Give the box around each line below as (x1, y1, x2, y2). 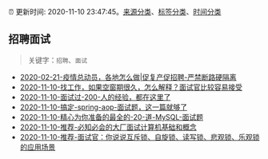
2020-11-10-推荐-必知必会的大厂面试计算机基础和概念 (19, 122, 198, 132)
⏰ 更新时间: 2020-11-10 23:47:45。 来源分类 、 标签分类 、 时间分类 (8, 7, 222, 16)
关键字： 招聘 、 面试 (27, 55, 88, 65)
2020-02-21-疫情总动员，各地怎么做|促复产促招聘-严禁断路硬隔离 (19, 72, 238, 81)
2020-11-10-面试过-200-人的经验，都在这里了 (19, 92, 171, 101)
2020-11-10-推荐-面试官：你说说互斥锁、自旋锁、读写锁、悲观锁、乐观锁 (19, 132, 260, 141)
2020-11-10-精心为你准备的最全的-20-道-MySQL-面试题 (19, 112, 204, 121)
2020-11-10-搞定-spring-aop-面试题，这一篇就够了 (19, 102, 188, 112)
